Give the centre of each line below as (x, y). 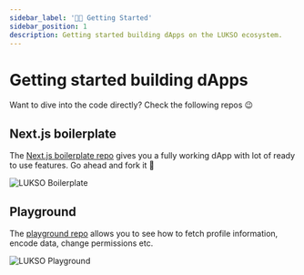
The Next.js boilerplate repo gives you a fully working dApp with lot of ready (152, 156)
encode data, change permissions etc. (81, 243)
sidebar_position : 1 (49, 26)
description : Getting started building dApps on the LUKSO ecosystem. (146, 35)
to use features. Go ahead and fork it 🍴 (82, 166)
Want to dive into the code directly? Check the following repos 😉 (131, 105)
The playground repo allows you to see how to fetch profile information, (144, 233)
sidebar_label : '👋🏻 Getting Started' (81, 18)
